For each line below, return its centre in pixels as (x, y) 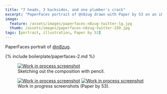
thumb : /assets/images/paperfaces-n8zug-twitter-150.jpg (70, 28)
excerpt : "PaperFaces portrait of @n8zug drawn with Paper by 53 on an (81, 14)
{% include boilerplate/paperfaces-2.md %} (50, 56)
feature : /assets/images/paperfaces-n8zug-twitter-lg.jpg (71, 23)
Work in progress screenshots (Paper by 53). (64, 86)
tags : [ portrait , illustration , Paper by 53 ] (53, 33)
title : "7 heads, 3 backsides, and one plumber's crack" (65, 10)
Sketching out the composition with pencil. (61, 71)
